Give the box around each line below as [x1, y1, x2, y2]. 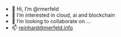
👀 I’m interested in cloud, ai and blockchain [11, 12, 115, 18]
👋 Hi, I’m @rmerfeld [11, 6, 59, 12]
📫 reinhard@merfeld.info [11, 24, 73, 31]
